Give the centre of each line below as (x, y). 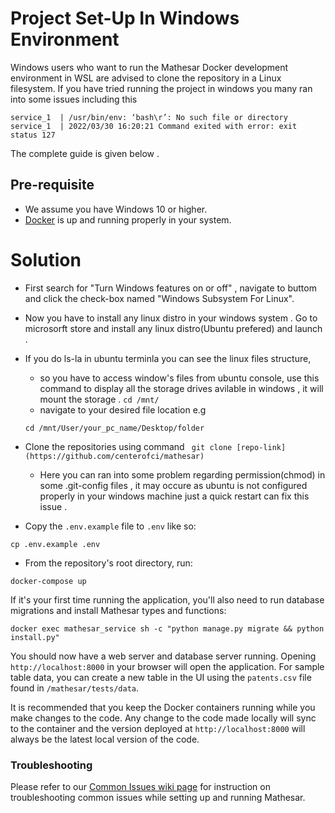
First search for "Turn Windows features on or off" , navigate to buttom (170, 288)
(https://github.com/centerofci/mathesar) (114, 456)
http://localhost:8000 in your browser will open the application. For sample (167, 666)
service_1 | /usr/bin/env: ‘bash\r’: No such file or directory (149, 117)
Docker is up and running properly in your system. (128, 219)
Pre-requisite (52, 185)
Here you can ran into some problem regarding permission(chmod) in (182, 474)
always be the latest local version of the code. (105, 739)
